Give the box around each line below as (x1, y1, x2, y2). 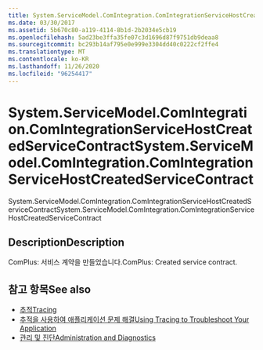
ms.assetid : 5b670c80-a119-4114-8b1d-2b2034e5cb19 (8, 26, 177, 34)
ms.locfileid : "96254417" (8, 70, 92, 78)
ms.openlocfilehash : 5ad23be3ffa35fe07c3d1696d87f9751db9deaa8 (8, 33, 219, 42)
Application (19, 323, 57, 334)
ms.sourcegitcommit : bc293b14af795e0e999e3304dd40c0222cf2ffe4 (8, 41, 219, 49)
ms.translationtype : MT (8, 48, 86, 56)
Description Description (8, 235, 125, 249)
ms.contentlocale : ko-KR (8, 56, 89, 64)
